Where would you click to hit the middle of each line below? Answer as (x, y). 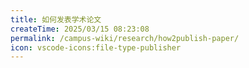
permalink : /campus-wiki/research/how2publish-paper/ (125, 38)
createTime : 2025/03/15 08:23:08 (80, 29)
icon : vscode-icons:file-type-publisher (96, 47)
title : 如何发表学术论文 (56, 19)
